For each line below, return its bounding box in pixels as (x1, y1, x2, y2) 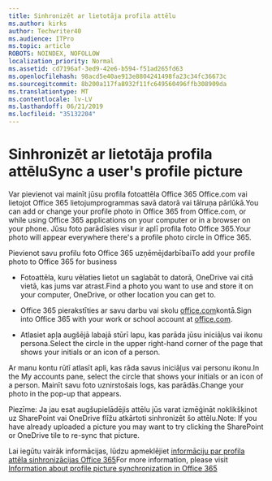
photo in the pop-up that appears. (8, 388, 122, 398)
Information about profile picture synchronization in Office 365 (8, 463, 218, 473)
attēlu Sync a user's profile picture (8, 162, 244, 181)
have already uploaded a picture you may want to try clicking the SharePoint (8, 422, 264, 431)
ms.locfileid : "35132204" (8, 110, 96, 119)
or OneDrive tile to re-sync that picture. (8, 430, 140, 440)
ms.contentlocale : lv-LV (8, 95, 93, 103)
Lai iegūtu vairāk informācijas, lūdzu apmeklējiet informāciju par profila (8, 446, 245, 456)
